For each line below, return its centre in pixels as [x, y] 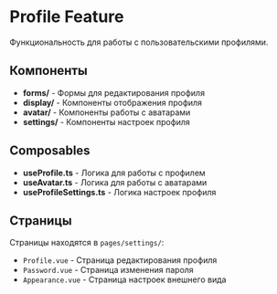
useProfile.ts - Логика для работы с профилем [114, 173]
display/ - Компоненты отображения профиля [112, 102]
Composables [50, 151]
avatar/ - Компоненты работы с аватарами [107, 112]
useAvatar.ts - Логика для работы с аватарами [115, 182]
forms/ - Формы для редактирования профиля [114, 92]
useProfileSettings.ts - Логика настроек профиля [119, 192]
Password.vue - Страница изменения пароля [108, 270]
